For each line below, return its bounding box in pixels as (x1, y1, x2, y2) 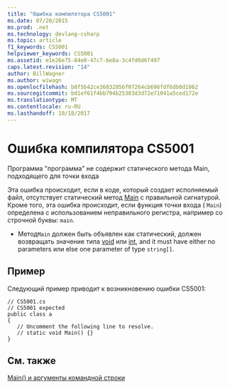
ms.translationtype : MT (7, 97, 78, 104)
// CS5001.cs (7, 298, 46, 305)
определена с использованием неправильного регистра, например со (7, 208, 224, 217)
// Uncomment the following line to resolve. (16, 323, 154, 330)
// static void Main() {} (16, 329, 94, 336)
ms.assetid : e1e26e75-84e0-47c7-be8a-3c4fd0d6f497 (7, 57, 160, 64)
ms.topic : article (7, 37, 62, 44)
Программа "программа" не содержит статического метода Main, (7, 164, 210, 172)
